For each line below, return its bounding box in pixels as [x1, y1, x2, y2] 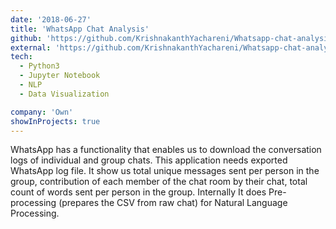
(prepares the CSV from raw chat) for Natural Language [58, 197, 288, 209]
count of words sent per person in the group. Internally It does [10, 186, 267, 198]
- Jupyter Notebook [19, 71, 101, 81]
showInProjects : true [10, 116, 101, 126]
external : [10, 42, 52, 53]
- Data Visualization [19, 89, 110, 99]
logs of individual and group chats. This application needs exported [10, 154, 288, 166]
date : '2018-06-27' [10, 14, 92, 25]
